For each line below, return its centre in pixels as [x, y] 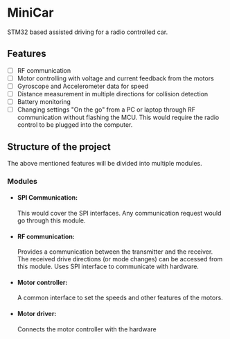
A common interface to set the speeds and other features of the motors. [120, 298]
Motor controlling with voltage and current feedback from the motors [116, 78]
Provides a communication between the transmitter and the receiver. [115, 252]
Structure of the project [59, 147]
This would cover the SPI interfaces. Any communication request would [119, 214]
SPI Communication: [47, 198]
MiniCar [30, 13]
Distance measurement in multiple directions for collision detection [113, 94]
